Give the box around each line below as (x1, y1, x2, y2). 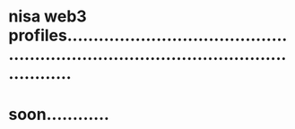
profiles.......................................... (8, 25, 288, 46)
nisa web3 (8, 6, 87, 27)
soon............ (8, 105, 109, 125)
